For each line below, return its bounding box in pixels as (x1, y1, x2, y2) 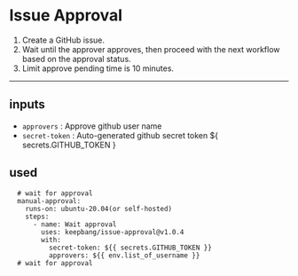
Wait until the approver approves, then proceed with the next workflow (21, 43, 281, 54)
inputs (9, 97, 46, 112)
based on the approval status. (21, 53, 131, 64)
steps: (25, 212, 50, 221)
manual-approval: (17, 196, 82, 205)
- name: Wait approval (32, 219, 117, 229)
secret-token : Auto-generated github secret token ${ (21, 130, 219, 140)
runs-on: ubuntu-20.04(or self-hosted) (25, 204, 173, 213)
